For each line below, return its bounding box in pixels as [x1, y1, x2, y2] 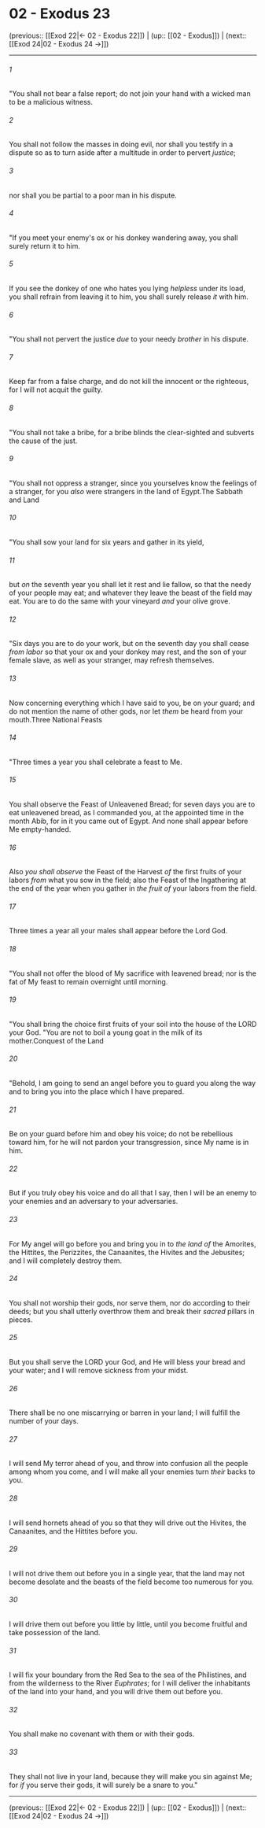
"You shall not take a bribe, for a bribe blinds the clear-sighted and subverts [9, 427, 255, 437]
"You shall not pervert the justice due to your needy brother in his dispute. [9, 334, 248, 344]
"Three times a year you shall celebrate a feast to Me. [9, 757, 183, 766]
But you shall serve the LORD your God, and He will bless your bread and [9, 1357, 246, 1367]
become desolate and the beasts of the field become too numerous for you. [9, 1577, 254, 1586]
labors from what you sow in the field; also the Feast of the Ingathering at [9, 875, 247, 885]
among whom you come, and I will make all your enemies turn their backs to [9, 1467, 256, 1476]
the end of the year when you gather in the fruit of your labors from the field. [9, 884, 257, 893]
